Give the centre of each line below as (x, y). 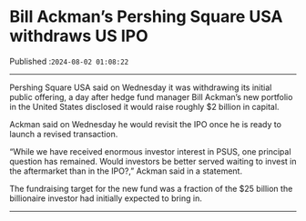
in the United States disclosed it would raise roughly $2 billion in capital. (144, 106)
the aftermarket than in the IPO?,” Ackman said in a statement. (126, 171)
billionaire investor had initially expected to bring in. (106, 198)
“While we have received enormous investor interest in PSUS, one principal (150, 151)
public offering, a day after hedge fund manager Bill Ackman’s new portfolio (151, 96)
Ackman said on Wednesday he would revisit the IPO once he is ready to (146, 124)
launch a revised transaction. (64, 134)
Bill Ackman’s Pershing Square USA (146, 17)
